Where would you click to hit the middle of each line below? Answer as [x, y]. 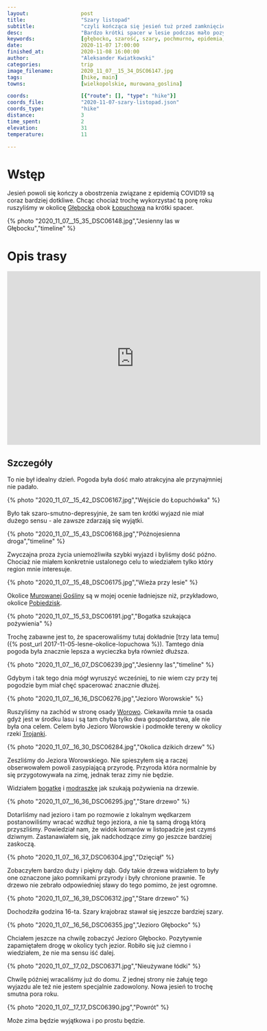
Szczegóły [30, 463]
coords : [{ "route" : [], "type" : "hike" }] [92, 96]
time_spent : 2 [46, 121]
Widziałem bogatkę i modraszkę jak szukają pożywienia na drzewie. [103, 788]
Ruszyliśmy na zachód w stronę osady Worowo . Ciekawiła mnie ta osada [110, 712]
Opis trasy [37, 256]
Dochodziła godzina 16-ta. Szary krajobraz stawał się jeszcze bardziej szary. [115, 912]
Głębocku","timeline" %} [42, 228]
